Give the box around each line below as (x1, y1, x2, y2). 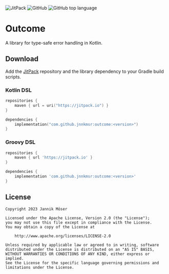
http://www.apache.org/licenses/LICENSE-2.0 (14, 233, 111, 239)
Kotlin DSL (5, 86, 32, 93)
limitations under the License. (5, 265, 74, 270)
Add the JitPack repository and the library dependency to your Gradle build (5, 68, 164, 74)
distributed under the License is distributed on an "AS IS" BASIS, (5, 247, 155, 252)
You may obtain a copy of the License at (5, 224, 95, 229)
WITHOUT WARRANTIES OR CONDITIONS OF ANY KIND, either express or (5, 251, 150, 257)
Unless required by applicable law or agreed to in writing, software (5, 242, 159, 247)
